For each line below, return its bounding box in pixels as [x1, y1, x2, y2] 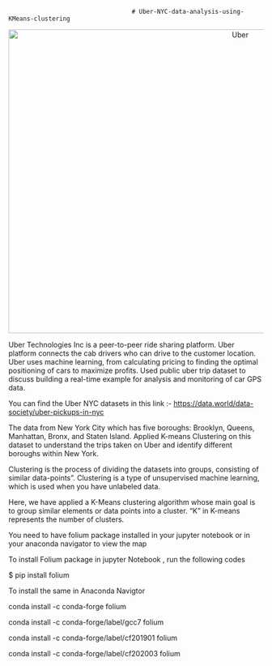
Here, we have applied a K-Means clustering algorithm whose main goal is [8, 497, 256, 506]
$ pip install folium [8, 570, 70, 579]
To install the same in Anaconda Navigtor [8, 586, 146, 596]
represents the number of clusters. [8, 514, 125, 524]
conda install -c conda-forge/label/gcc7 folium [8, 617, 164, 627]
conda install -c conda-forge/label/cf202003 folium [8, 649, 181, 658]
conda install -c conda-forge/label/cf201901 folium [8, 633, 178, 643]
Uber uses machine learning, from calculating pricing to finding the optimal [8, 357, 259, 366]
